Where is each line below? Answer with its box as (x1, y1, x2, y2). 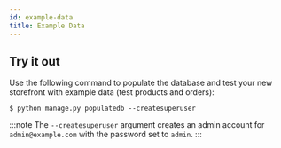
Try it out (9, 54, 60, 69)
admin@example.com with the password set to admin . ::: (9, 129, 202, 140)
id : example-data (9, 12, 74, 22)
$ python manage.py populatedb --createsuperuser (9, 104, 197, 113)
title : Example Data (9, 21, 86, 30)
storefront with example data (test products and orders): (9, 87, 215, 97)
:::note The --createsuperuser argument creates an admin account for (9, 120, 265, 130)
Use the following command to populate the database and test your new (9, 77, 273, 89)
